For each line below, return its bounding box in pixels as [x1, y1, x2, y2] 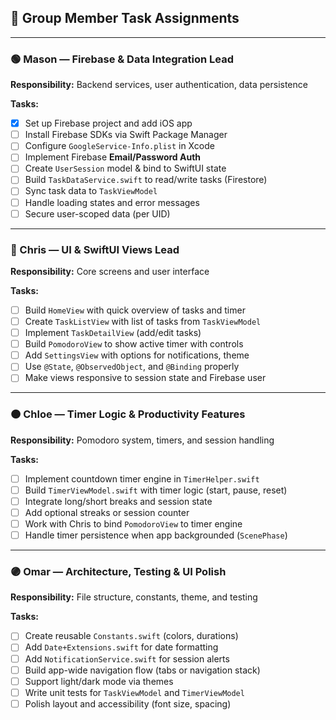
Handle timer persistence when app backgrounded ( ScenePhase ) [24, 529, 288, 541]
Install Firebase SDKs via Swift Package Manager [24, 129, 228, 141]
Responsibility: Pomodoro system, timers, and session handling [10, 434, 275, 446]
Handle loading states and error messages [24, 196, 200, 208]
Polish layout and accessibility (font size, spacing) [24, 697, 232, 710]
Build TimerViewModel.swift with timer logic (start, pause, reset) [24, 484, 288, 496]
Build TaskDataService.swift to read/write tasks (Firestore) [24, 174, 268, 186]
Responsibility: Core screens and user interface [10, 265, 210, 277]
